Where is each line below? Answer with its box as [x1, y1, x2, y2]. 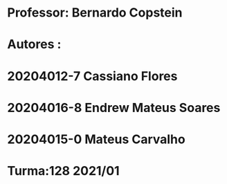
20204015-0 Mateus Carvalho [7, 131, 185, 147]
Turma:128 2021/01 [7, 163, 120, 179]
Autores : [7, 37, 62, 53]
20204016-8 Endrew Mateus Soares [7, 100, 221, 116]
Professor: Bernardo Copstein [7, 5, 183, 21]
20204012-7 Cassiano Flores [7, 68, 178, 84]
